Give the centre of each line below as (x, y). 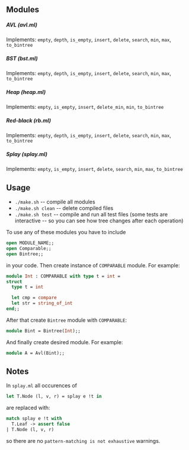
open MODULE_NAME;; (30, 243)
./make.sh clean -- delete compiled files (64, 208)
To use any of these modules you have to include (66, 232)
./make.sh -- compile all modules (55, 202)
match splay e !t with (34, 419)
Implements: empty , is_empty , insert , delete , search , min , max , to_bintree (95, 169)
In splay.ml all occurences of (41, 386)
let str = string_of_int (42, 303)
